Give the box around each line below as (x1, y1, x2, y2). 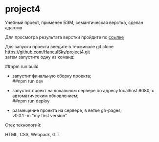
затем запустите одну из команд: (5, 54, 75, 60)
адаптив (5, 24, 23, 30)
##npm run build (5, 63, 39, 69)
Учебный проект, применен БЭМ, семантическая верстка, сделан (5, 20, 143, 25)
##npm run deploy (12, 98, 50, 103)
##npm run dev (12, 78, 44, 84)
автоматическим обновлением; (12, 93, 79, 99)
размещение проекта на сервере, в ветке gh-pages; (12, 107, 122, 113)
